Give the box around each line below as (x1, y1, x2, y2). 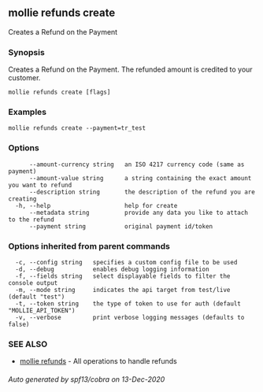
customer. (8, 73, 41, 83)
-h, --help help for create (15, 202, 178, 209)
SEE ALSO (8, 338, 48, 349)
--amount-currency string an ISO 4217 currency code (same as (28, 161, 245, 168)
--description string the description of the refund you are (28, 188, 256, 196)
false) (8, 320, 30, 328)
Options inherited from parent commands (8, 240, 171, 251)
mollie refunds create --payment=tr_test (8, 124, 146, 132)
